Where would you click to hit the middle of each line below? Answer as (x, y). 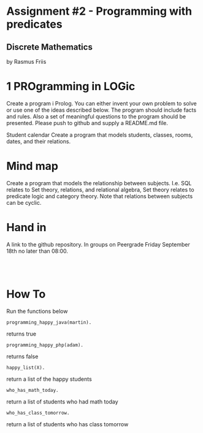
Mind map (32, 166)
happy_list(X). (26, 367)
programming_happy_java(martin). (49, 322)
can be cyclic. (24, 202)
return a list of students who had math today (62, 401)
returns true (21, 334)
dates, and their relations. (39, 141)
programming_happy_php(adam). (45, 345)
